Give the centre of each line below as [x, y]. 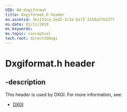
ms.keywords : [19, 29]
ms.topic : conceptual [28, 34]
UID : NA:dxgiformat [26, 10]
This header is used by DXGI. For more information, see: [64, 94]
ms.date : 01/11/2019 [27, 24]
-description [25, 82]
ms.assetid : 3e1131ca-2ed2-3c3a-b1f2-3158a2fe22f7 [60, 19]
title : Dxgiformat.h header [35, 15]
